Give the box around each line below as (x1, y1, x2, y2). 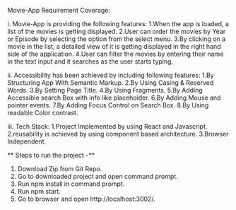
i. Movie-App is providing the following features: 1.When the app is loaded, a (7, 20, 230, 28)
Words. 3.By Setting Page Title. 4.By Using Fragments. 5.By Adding (7, 86, 203, 94)
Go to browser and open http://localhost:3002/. (17, 194, 155, 203)
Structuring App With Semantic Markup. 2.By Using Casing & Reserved (7, 78, 214, 87)
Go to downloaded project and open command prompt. (17, 173, 178, 180)
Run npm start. (17, 187, 61, 195)
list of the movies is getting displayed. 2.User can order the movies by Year (7, 28, 226, 35)
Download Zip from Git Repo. (17, 165, 102, 173)
